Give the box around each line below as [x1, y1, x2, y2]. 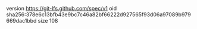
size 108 [37, 17, 58, 24]
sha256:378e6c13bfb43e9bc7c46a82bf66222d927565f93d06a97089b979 [6, 11, 192, 18]
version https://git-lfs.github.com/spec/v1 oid [6, 5, 117, 12]
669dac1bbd [6, 17, 37, 24]
